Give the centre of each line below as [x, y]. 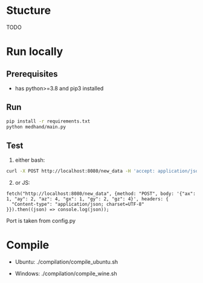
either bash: [30, 160]
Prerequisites [32, 74]
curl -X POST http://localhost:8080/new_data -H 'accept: [81, 171]
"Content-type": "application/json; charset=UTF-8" [78, 205]
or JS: [22, 183]
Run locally [35, 52]
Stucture [29, 11]
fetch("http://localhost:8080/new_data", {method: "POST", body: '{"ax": [101, 194]
